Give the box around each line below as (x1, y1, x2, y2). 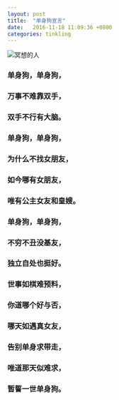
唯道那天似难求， (7, 363, 66, 373)
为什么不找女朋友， (7, 154, 73, 164)
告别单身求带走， (7, 342, 66, 352)
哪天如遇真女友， (7, 322, 66, 332)
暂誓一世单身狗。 (7, 384, 66, 394)
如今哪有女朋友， (7, 175, 66, 185)
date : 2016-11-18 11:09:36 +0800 (7, 24, 113, 31)
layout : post (7, 10, 46, 18)
